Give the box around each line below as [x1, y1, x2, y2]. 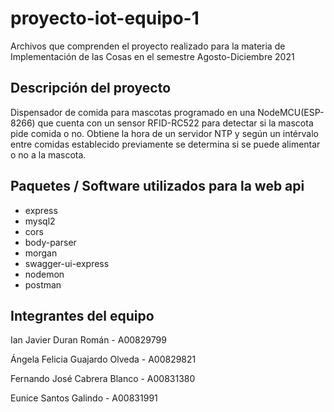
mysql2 [24, 215, 56, 227]
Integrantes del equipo [10, 307, 155, 324]
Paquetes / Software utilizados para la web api [10, 178, 305, 195]
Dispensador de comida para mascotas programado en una [10, 106, 256, 118]
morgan [24, 247, 58, 259]
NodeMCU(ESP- [257, 106, 325, 118]
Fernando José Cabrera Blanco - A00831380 [10, 373, 196, 385]
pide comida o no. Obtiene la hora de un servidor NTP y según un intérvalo [10, 127, 319, 139]
